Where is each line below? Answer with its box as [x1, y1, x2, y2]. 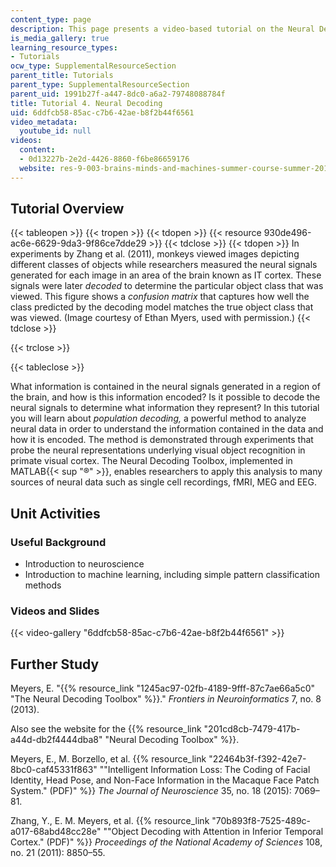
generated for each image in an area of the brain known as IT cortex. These [10, 269, 322, 281]
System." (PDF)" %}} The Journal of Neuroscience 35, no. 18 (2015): [10, 785, 292, 797]
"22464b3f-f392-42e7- [208, 753, 307, 765]
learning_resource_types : [10, 42, 118, 53]
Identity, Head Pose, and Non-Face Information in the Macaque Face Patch [10, 774, 320, 786]
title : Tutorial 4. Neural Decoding [10, 98, 163, 108]
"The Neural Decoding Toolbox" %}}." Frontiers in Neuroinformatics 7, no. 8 [10, 693, 322, 705]
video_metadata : [10, 117, 78, 127]
